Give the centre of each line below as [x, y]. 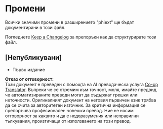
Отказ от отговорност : [29, 79]
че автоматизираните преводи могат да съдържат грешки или [71, 95]
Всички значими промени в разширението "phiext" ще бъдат [70, 22]
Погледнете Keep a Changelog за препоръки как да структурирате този [81, 37]
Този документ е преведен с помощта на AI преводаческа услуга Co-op [81, 84]
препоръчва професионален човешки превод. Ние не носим [69, 110]
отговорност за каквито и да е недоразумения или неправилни [72, 116]
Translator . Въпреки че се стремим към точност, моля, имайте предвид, [81, 90]
